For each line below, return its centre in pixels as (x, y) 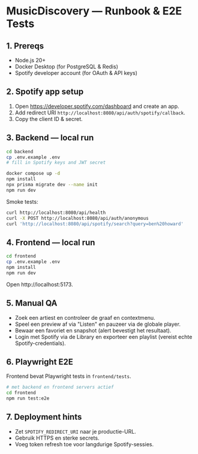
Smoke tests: (22, 201)
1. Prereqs (25, 46)
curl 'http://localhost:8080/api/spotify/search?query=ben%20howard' (95, 224)
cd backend (20, 152)
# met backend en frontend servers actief (60, 388)
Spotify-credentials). (40, 343)
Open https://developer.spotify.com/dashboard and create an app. (97, 106)
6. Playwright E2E (40, 361)
